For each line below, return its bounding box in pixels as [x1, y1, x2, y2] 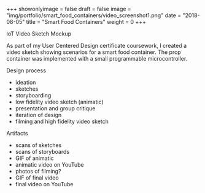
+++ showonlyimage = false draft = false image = [6, 6, 132, 12]
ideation [15, 79, 36, 86]
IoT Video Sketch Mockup [6, 30, 72, 37]
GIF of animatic [15, 154, 54, 162]
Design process [6, 67, 46, 74]
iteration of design [15, 112, 62, 118]
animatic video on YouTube [15, 161, 84, 168]
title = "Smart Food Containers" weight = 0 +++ [26, 18, 146, 25]
